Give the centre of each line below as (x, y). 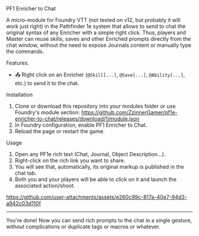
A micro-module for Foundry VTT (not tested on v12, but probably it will (93, 20)
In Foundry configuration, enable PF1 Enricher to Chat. (81, 125)
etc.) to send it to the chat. (47, 83)
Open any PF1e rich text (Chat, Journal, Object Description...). (90, 154)
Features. (18, 63)
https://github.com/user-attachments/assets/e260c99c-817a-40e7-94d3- (97, 197)
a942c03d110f (24, 203)
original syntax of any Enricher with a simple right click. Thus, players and (96, 33)
